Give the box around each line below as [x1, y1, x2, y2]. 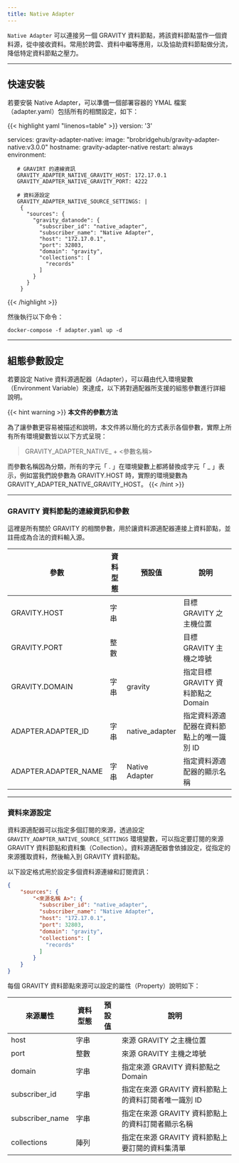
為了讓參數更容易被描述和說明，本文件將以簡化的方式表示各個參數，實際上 [7, 423, 225, 432]
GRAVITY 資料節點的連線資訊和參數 [7, 507, 129, 517]
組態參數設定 [7, 354, 64, 367]
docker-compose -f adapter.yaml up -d [7, 327, 122, 334]
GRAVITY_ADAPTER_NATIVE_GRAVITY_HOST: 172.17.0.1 [16, 172, 167, 179]
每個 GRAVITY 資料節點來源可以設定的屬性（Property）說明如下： [7, 981, 201, 991]
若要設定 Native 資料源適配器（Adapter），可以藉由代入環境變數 [7, 375, 193, 383]
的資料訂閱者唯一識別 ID [122, 1095, 203, 1105]
